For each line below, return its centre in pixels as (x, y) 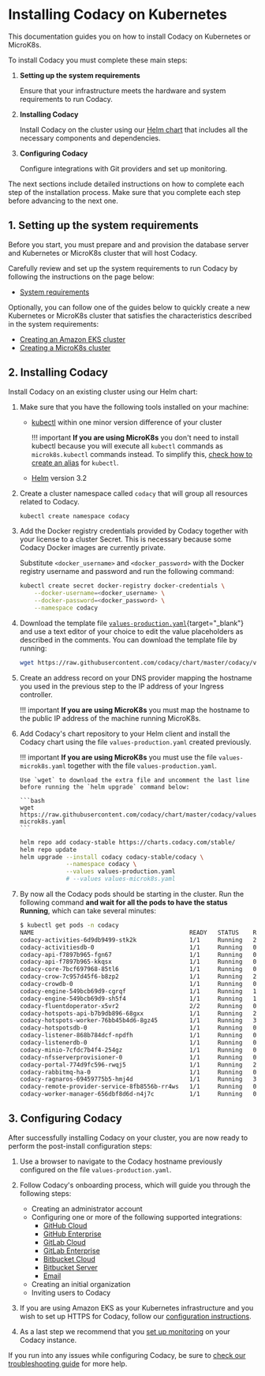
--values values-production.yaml (121, 872)
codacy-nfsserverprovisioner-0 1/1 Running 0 (138, 1057)
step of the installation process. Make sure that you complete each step (125, 192)
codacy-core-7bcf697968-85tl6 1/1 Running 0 (138, 969)
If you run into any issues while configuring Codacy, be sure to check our (127, 1355)
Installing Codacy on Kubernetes (118, 15)
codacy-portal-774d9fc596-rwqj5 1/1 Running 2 (138, 1065)
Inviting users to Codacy (71, 1292)
